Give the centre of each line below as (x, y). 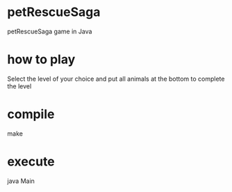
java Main (21, 181)
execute (31, 161)
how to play (41, 59)
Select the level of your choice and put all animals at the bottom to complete (116, 79)
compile (31, 114)
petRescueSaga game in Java (50, 31)
